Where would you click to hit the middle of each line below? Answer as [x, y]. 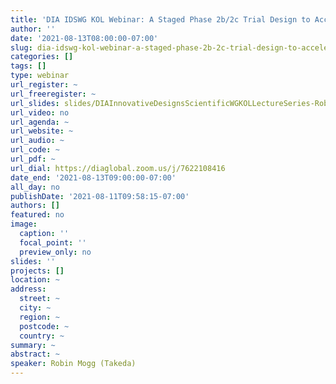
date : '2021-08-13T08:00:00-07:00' [84, 38]
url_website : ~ [42, 131]
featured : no [37, 215]
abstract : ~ [35, 354]
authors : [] [35, 206]
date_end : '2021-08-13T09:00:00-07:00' [93, 177]
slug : [21, 47]
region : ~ [39, 317]
